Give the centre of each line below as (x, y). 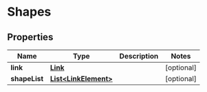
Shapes (29, 12)
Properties (30, 37)
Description (139, 56)
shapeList (27, 79)
